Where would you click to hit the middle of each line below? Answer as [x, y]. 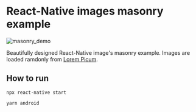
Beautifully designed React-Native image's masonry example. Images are [98, 52]
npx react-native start [37, 93]
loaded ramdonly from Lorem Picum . [52, 59]
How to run [28, 78]
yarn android [23, 103]
